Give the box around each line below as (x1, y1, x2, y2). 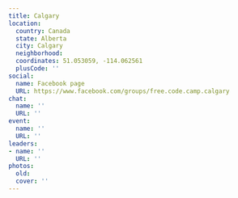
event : (8, 117, 31, 125)
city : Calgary (15, 42, 63, 50)
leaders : (8, 139, 38, 148)
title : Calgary (8, 11, 60, 20)
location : (8, 19, 42, 27)
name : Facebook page (15, 79, 85, 87)
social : (8, 72, 35, 80)
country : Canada (15, 27, 70, 35)
